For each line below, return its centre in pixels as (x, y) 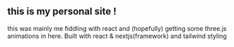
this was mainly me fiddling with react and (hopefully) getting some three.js (117, 28)
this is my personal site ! (62, 12)
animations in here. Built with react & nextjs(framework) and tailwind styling (117, 36)
